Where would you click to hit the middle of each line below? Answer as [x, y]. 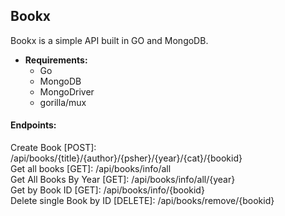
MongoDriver [67, 91]
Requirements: [56, 60]
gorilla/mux [63, 102]
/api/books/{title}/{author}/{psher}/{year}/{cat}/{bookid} [126, 158]
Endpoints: [33, 125]
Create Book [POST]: [53, 148]
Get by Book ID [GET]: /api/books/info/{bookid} [107, 190]
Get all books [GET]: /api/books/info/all [91, 169]
